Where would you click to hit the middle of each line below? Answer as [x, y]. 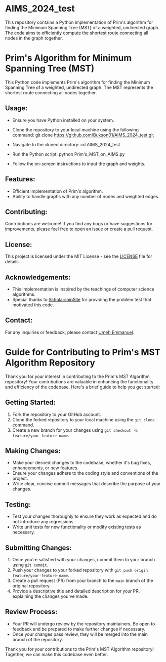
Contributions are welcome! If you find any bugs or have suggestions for [79, 224]
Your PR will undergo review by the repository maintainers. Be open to [83, 623]
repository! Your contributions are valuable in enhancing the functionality [79, 381]
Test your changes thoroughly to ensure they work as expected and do [84, 516]
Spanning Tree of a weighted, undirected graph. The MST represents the [79, 87]
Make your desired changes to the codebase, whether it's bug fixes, [82, 463]
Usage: [17, 108]
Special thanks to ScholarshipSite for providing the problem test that [82, 299]
